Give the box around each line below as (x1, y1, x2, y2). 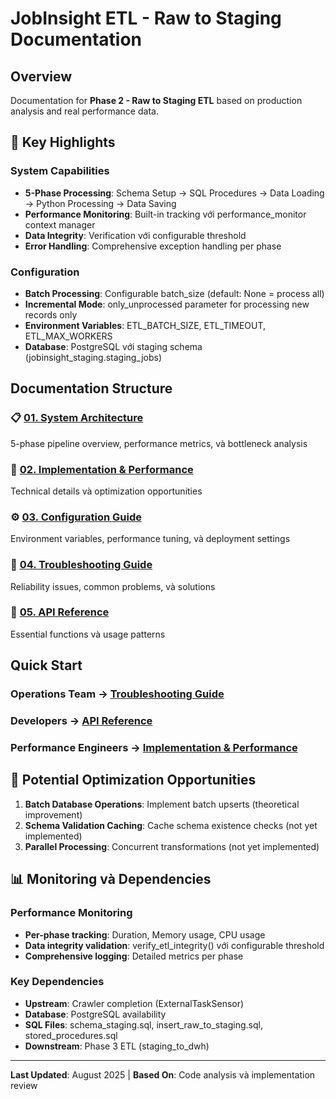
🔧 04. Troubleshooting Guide (10, 558, 153, 572)
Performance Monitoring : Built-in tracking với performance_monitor (24, 208, 307, 220)
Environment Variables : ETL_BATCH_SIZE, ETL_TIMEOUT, (24, 319, 267, 331)
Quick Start (10, 657, 83, 674)
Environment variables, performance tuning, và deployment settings (10, 533, 291, 545)
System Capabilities (10, 164, 110, 178)
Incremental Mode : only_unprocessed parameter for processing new (24, 298, 310, 310)
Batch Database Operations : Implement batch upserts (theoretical (24, 798, 300, 810)
